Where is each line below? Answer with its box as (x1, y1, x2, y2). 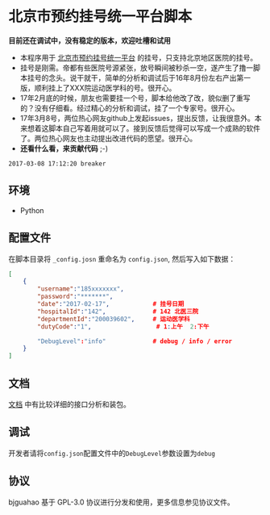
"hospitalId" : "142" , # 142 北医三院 (37, 308, 199, 316)
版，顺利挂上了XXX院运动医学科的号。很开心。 (19, 82, 177, 93)
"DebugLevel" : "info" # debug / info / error (37, 337, 232, 345)
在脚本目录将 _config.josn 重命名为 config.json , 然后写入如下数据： (8, 253, 236, 263)
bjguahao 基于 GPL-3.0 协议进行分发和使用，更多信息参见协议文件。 (8, 497, 235, 507)
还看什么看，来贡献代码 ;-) (19, 143, 109, 153)
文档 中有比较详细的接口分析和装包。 (8, 400, 131, 408)
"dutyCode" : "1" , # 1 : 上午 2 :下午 (37, 322, 210, 331)
